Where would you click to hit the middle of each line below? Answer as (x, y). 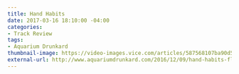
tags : (15, 40)
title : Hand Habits (36, 14)
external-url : (28, 60)
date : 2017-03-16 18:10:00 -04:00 (59, 20)
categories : (25, 27)
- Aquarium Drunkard (38, 47)
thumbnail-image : (33, 54)
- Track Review (30, 33)
